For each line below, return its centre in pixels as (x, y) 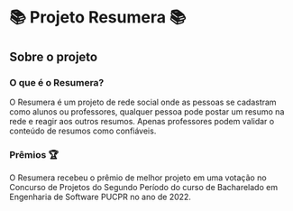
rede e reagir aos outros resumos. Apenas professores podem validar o (142, 121)
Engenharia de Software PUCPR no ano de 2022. (101, 197)
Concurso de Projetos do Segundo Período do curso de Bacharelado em (143, 188)
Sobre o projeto (53, 56)
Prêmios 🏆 (34, 154)
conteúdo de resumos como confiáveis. (83, 131)
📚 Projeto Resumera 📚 (98, 18)
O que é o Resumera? (57, 82)
